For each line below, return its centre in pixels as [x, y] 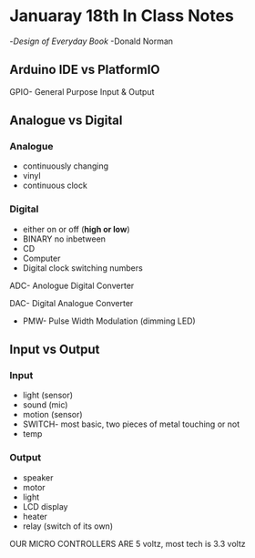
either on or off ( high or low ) [76, 229]
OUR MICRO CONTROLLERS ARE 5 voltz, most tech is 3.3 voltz [127, 543]
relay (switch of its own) [68, 526]
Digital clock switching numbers [82, 268]
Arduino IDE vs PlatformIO [85, 70]
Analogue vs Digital [66, 121]
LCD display [45, 506]
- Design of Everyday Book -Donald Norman [92, 41]
